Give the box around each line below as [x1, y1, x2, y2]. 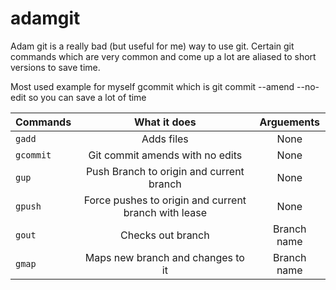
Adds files [141, 132, 189, 146]
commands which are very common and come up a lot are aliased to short [10, 50, 317, 62]
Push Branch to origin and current [85, 164, 245, 178]
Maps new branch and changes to [84, 250, 245, 264]
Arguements [259, 115, 321, 129]
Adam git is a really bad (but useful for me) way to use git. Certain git [10, 40, 295, 52]
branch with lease [123, 205, 207, 219]
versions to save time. [10, 61, 101, 73]
